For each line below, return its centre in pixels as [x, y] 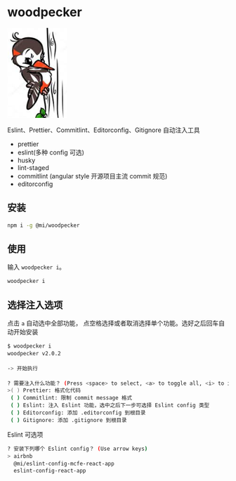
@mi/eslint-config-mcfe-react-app [64, 463]
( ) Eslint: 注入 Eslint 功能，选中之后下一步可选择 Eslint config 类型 [110, 406]
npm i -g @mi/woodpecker [44, 225]
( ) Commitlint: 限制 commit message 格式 [71, 398]
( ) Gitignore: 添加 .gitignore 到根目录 [68, 420]
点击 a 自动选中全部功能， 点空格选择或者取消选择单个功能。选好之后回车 [113, 323]
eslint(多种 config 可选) [51, 152]
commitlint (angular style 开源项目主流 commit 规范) [92, 176]
